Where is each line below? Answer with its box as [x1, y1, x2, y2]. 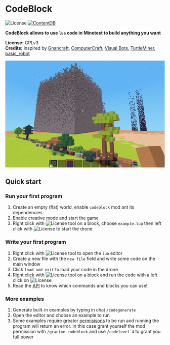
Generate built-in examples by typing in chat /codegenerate [12, 306, 136, 313]
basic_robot [5, 50, 30, 56]
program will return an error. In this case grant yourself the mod [12, 323, 145, 329]
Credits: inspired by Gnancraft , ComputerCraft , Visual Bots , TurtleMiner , [5, 45, 156, 51]
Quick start [5, 178, 41, 186]
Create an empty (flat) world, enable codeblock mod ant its [12, 204, 135, 210]
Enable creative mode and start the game [12, 215, 99, 221]
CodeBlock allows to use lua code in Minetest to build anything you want [5, 30, 161, 36]
